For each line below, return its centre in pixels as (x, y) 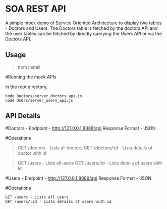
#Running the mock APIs (31, 77)
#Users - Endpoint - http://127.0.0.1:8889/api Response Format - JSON (78, 178)
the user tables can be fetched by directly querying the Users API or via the (84, 33)
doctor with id (32, 153)
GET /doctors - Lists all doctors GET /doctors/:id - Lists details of (85, 148)
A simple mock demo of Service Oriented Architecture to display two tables (83, 23)
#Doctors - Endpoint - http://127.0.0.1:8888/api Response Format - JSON (80, 128)
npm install (29, 67)
